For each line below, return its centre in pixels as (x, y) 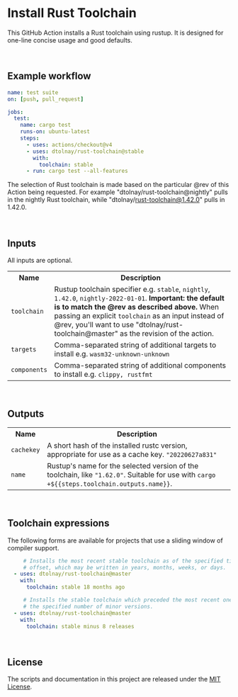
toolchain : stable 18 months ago (75, 587)
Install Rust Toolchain (72, 13)
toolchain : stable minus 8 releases (80, 626)
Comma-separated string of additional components (140, 365)
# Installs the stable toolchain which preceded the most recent (121, 600)
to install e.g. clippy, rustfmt (103, 375)
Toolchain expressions (58, 523)
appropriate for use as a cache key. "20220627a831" (132, 454)
